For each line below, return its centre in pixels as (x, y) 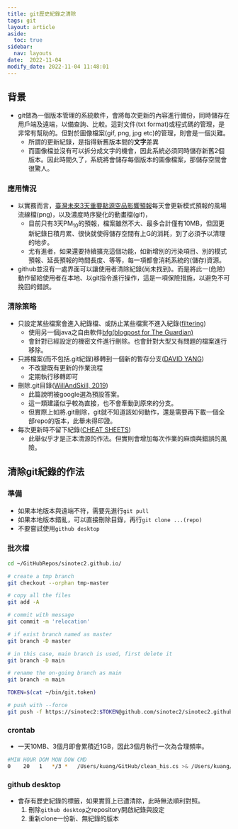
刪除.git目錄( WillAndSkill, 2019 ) (63, 385)
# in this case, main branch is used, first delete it (90, 654)
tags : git (22, 21)
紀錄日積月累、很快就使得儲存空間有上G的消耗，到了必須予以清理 (130, 233)
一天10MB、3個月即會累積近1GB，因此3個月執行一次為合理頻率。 (113, 746)
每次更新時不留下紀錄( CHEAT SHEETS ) (74, 429)
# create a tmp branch (41, 576)
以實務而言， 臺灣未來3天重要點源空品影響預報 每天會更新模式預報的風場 (122, 205)
